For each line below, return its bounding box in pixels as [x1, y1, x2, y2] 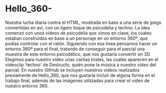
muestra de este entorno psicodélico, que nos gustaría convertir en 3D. [5, 51, 152, 57]
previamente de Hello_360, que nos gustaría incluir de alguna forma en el [5, 72, 155, 78]
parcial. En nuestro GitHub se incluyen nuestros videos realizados [5, 67, 140, 73]
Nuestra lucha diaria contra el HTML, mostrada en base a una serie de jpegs [5, 19, 162, 25]
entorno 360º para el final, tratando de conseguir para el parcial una [5, 46, 145, 52]
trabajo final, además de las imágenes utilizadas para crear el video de [5, 78, 150, 84]
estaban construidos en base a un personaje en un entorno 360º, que [5, 35, 148, 41]
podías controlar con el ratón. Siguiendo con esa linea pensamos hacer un [5, 40, 158, 46]
